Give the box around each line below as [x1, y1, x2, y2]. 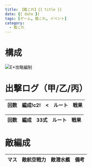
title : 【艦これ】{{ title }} [5, 7, 62, 12]
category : [5, 20, 25, 26]
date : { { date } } [5, 12, 40, 16]
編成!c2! [22, 102, 41, 108]
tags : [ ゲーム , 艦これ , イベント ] [5, 16, 67, 21]
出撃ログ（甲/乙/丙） [5, 83, 88, 94]
